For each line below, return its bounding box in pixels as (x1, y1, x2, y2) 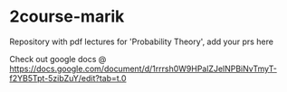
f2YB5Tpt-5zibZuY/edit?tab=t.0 (9, 72, 127, 83)
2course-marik (9, 6, 125, 27)
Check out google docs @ (9, 53, 107, 64)
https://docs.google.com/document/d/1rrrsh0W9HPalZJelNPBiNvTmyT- (9, 63, 278, 74)
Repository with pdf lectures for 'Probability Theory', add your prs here (9, 36, 274, 47)
